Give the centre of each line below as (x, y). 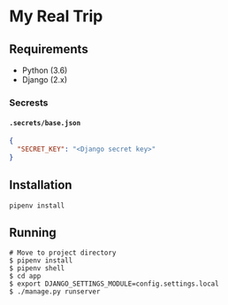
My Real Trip (56, 16)
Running (33, 232)
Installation (41, 185)
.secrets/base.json (45, 123)
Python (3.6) (45, 70)
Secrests (29, 102)
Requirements (49, 49)
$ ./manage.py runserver (55, 292)
